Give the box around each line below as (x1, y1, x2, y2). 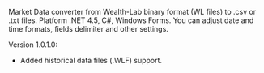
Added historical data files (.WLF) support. (19, 56, 163, 65)
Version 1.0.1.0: (8, 40, 58, 49)
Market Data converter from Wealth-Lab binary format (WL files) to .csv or (8, 7, 257, 16)
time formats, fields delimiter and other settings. (8, 24, 168, 33)
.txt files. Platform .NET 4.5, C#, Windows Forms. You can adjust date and (8, 15, 254, 25)
